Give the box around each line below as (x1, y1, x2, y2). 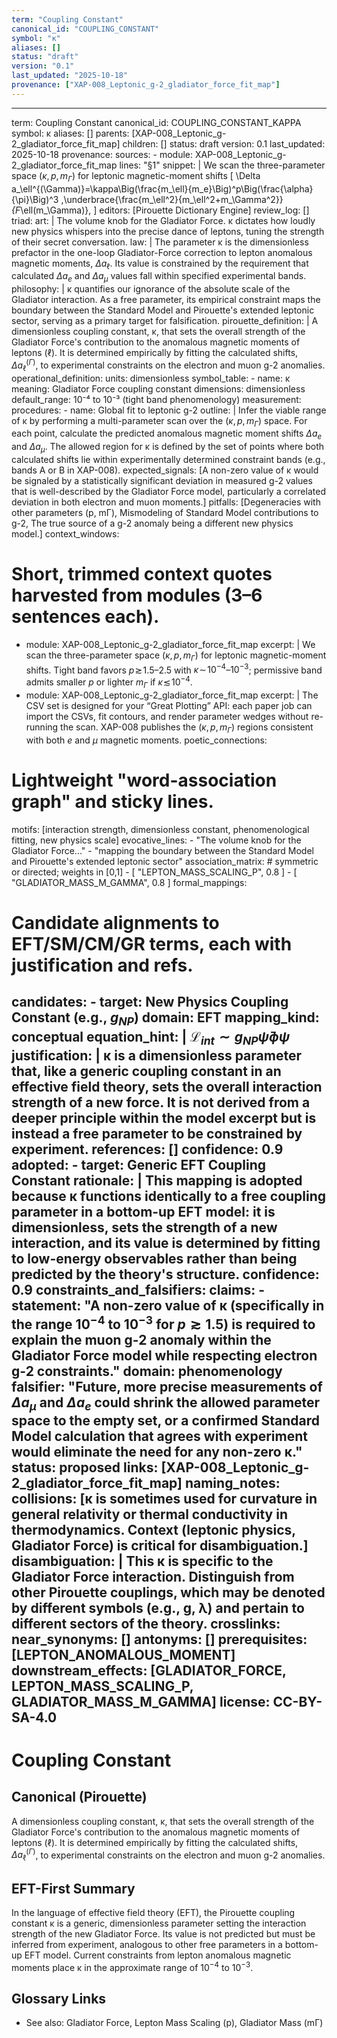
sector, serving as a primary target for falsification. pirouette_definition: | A (11, 315, 319, 327)
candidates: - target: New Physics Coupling (11, 994, 289, 1011)
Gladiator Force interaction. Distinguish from (11, 1568, 295, 1585)
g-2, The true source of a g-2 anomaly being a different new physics (11, 517, 294, 529)
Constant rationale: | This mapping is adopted (11, 1172, 303, 1189)
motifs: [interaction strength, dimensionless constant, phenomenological (11, 823, 310, 835)
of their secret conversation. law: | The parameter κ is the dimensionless (11, 236, 309, 248)
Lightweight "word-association (11, 769, 278, 791)
